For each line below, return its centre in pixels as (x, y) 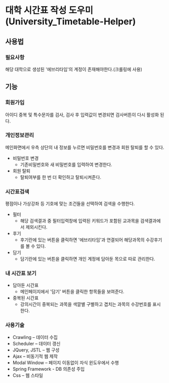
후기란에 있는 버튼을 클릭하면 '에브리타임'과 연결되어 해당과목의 (82, 240)
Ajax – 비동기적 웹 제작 (35, 356)
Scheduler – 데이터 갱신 (36, 343)
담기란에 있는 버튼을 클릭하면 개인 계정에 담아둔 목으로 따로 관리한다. (88, 259)
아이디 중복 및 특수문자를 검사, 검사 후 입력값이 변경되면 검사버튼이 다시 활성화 (82, 114)
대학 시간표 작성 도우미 (49, 10)
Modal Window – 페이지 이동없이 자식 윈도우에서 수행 (66, 362)
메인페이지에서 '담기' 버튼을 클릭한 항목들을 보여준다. (72, 292)
